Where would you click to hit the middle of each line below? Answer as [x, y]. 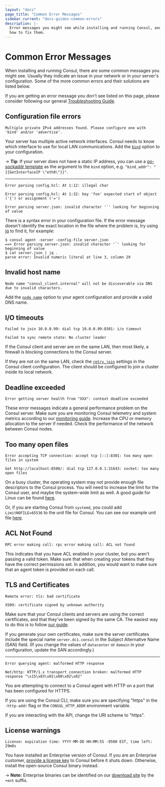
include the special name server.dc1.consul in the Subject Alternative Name [82, 639]
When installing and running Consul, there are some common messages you [82, 70]
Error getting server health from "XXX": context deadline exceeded [77, 399]
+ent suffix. [16, 781]
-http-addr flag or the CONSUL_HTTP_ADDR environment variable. [68, 705]
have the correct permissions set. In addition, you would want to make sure [81, 564]
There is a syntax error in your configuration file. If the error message [75, 220]
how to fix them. [27, 33]
